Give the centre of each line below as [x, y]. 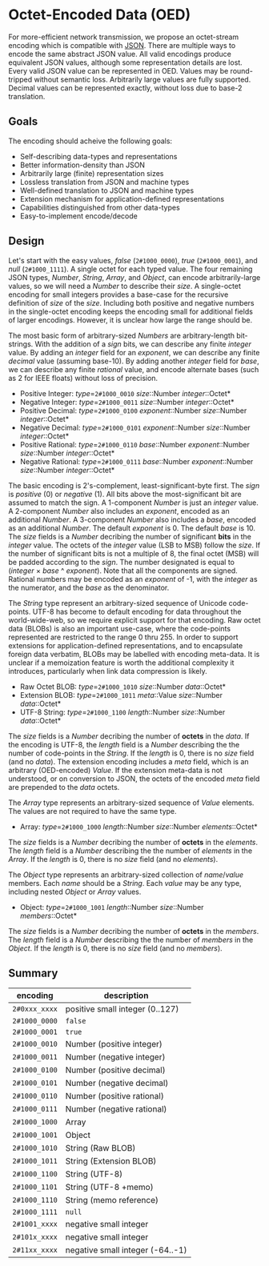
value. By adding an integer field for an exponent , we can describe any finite [134, 352]
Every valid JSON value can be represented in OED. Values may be [118, 70]
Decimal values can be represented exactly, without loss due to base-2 [125, 88]
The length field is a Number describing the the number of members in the [131, 939]
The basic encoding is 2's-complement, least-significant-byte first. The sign [134, 485]
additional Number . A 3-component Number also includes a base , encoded [132, 519]
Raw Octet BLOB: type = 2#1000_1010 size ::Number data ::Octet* [123, 687]
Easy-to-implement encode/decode [78, 216]
